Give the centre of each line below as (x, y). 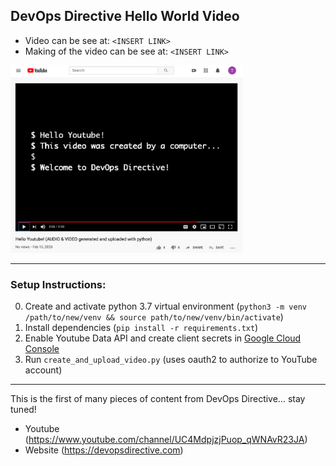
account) (43, 370)
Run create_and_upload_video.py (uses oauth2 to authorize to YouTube (171, 360)
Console (42, 349)
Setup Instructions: (58, 284)
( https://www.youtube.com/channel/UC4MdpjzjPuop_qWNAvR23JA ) (166, 440)
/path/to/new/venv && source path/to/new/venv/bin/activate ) (154, 317)
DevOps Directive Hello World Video (125, 16)
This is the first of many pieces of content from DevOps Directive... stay (158, 399)
